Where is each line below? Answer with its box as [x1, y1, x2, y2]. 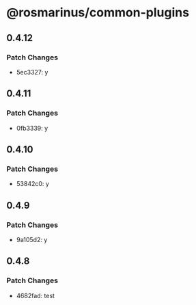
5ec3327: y [16, 68, 48, 76]
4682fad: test [16, 291, 55, 300]
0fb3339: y [16, 124, 48, 132]
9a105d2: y [16, 235, 48, 243]
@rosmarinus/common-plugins [6, 5, 189, 21]
